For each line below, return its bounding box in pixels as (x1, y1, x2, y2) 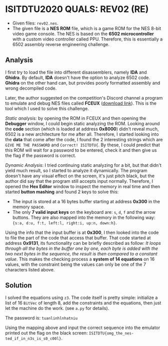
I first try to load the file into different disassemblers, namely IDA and (5, 69, 147, 75)
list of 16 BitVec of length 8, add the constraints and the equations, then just (5, 299, 161, 306)
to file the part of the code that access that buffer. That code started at (5, 234, 151, 241)
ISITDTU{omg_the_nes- (88, 330, 134, 336)
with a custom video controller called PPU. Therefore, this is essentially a (12, 36, 163, 42)
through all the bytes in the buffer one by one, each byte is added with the (5, 245, 158, 251)
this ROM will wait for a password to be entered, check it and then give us (5, 147, 157, 153)
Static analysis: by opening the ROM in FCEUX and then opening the (5, 115, 146, 121)
